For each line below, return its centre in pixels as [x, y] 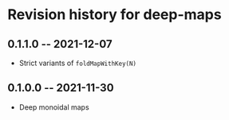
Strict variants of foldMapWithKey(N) [78, 63]
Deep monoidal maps [54, 107]
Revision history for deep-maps [114, 15]
